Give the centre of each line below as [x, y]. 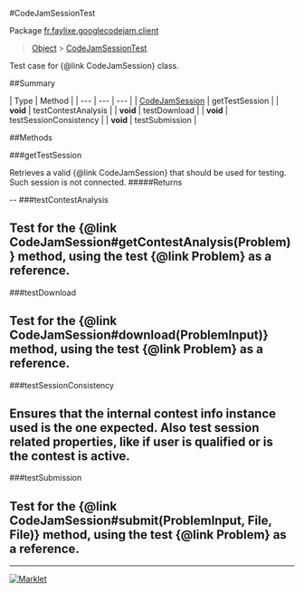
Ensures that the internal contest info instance [143, 414]
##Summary [33, 83]
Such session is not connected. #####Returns [96, 182]
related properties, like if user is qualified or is [142, 442]
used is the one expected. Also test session [134, 428]
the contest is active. [70, 456]
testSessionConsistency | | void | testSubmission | [103, 120]
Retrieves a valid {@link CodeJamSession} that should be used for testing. [148, 172]
